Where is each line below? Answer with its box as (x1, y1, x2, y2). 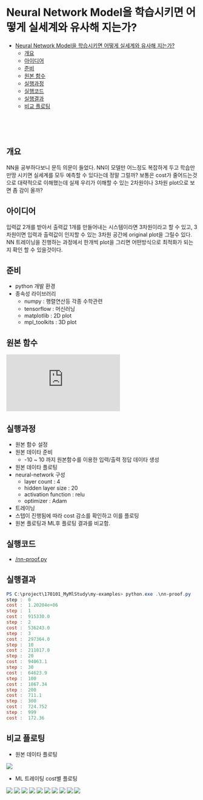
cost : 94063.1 (6, 659, 47, 665)
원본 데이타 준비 (15, 448, 53, 455)
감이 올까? (19, 186, 44, 194)
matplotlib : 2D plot (24, 312, 72, 319)
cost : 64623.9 (6, 670, 47, 676)
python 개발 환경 (15, 282, 56, 290)
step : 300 (6, 698, 36, 704)
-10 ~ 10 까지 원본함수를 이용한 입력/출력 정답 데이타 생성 (24, 456, 159, 463)
